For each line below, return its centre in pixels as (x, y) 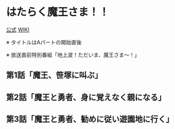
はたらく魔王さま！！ (58, 12)
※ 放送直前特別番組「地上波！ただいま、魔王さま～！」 (73, 54)
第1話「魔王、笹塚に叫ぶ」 (55, 75)
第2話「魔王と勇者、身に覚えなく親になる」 (86, 97)
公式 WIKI (18, 30)
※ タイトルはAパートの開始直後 (44, 42)
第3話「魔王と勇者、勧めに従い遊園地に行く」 (90, 119)
